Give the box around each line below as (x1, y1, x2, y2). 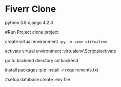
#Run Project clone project (5, 29, 59, 35)
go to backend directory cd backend (5, 57, 79, 63)
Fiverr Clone (5, 3, 56, 15)
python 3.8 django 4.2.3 (5, 20, 53, 25)
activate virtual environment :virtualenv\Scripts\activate (5, 48, 116, 54)
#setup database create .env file (5, 76, 70, 82)
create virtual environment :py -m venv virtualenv (5, 38, 107, 44)
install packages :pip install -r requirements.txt (5, 67, 99, 73)
